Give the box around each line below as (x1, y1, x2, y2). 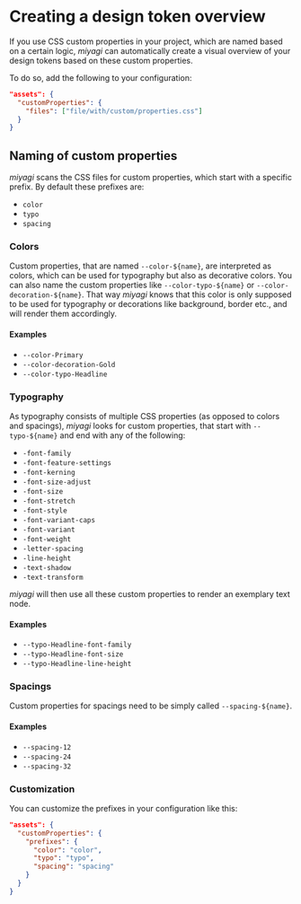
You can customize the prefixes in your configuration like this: (9, 803, 238, 813)
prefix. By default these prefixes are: (9, 181, 145, 192)
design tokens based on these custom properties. (9, 55, 193, 66)
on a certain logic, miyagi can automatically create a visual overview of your (9, 45, 291, 56)
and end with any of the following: (59, 429, 186, 441)
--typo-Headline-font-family (22, 640, 132, 650)
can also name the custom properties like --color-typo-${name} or (9, 280, 255, 291)
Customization (9, 783, 75, 795)
